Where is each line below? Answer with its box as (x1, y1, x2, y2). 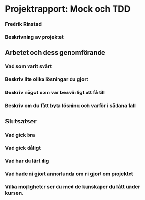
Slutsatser (5, 117, 37, 125)
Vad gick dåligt (5, 144, 41, 151)
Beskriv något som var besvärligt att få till (5, 89, 105, 96)
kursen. (5, 190, 24, 197)
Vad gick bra (5, 132, 35, 138)
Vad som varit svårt (5, 63, 52, 70)
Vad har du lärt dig (5, 157, 49, 164)
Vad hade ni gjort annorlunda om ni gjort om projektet (5, 170, 133, 177)
